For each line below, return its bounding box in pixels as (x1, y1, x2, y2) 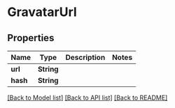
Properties (7, 32, 55, 44)
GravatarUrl (7, 4, 77, 20)
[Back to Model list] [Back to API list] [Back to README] (7, 93, 168, 102)
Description (65, 53, 106, 62)
